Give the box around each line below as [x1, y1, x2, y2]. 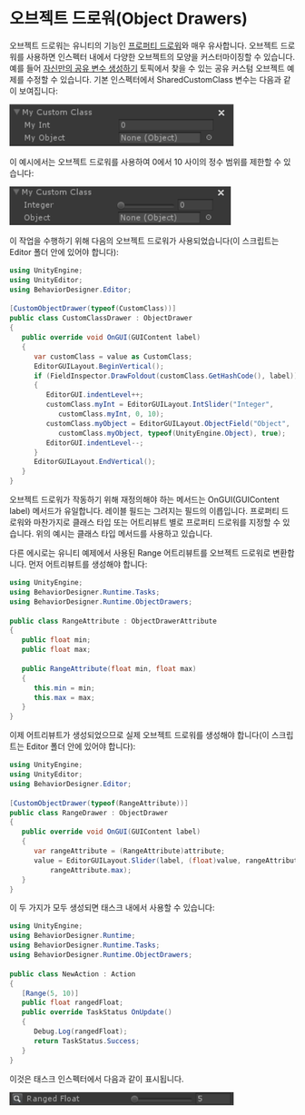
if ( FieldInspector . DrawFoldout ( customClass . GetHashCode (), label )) [33, 371, 299, 380]
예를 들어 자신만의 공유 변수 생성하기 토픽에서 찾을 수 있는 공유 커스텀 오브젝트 [9, 63, 286, 74]
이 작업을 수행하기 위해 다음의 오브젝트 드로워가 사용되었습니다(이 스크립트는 [9, 235, 280, 246]
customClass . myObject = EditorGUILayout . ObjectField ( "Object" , [45, 419, 290, 428]
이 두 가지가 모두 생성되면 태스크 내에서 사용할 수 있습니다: [9, 903, 215, 913]
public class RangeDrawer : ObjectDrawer [9, 808, 169, 817]
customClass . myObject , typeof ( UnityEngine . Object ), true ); [57, 429, 286, 438]
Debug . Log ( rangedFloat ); [33, 1027, 128, 1036]
